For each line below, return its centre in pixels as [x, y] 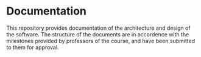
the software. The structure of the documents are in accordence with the [98, 34]
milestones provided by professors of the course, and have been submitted [101, 41]
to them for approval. [33, 47]
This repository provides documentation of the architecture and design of [98, 28]
